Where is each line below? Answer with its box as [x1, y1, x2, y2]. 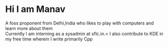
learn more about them [5, 25, 53, 31]
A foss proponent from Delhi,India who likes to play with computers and [5, 20, 154, 26]
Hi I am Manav [5, 3, 66, 15]
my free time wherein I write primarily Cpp [5, 36, 93, 42]
